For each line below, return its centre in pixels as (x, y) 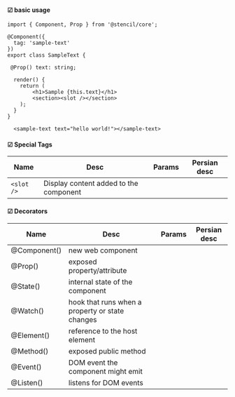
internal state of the (101, 282)
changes (83, 319)
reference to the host (103, 331)
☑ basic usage (29, 10)
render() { (29, 80)
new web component (103, 250)
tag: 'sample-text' (42, 43)
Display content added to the (91, 184)
